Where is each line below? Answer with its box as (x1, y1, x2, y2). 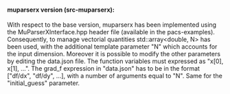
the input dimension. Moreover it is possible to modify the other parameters (7, 50, 221, 58)
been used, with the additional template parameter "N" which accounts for (7, 43, 218, 51)
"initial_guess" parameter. (7, 79, 80, 87)
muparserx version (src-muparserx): (7, 5, 115, 14)
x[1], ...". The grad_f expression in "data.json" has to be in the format (7, 64, 200, 73)
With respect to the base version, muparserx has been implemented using (7, 21, 217, 29)
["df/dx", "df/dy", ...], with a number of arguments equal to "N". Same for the (7, 72, 223, 80)
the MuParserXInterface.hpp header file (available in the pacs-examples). (7, 28, 215, 36)
